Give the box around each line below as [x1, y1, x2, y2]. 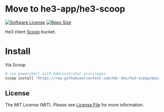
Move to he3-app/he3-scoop [5, 3, 125, 15]
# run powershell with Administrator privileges [5, 71, 106, 76]
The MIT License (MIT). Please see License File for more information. [5, 102, 144, 108]
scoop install [5, 76, 34, 80]
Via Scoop [5, 62, 26, 67]
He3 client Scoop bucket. [5, 29, 56, 34]
